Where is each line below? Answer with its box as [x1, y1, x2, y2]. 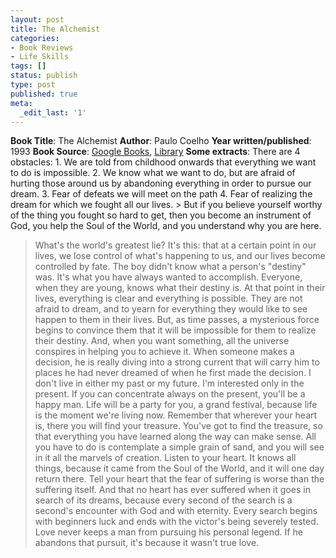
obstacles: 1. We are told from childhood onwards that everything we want [10, 156, 317, 168]
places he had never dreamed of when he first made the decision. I [34, 367, 312, 379]
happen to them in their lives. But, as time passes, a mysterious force [34, 314, 320, 326]
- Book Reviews [10, 42, 74, 53]
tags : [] [10, 61, 47, 71]
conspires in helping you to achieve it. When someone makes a [34, 346, 295, 358]
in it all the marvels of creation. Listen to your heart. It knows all [34, 452, 297, 464]
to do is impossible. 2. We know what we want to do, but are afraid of [10, 167, 296, 179]
